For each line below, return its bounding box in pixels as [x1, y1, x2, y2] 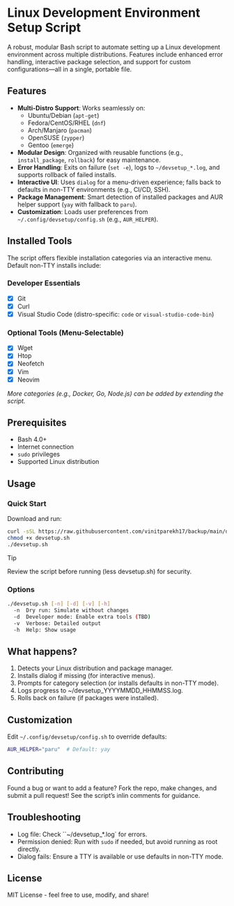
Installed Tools [7, 235, 72, 247]
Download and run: [7, 515, 62, 523]
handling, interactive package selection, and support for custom [7, 57, 192, 66]
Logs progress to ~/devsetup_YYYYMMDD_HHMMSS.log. [17, 686, 183, 695]
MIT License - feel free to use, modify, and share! [7, 891, 149, 899]
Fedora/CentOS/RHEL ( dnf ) [27, 119, 106, 127]
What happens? [7, 645, 78, 657]
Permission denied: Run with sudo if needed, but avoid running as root [17, 837, 218, 845]
